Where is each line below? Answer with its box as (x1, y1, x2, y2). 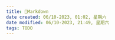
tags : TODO (6, 25, 33, 31)
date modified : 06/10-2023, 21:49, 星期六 (6, 19, 110, 25)
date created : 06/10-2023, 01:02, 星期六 (6, 14, 107, 20)
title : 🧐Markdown (6, 8, 49, 15)
